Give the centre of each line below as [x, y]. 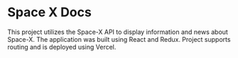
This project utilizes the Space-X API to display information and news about [118, 32]
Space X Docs [50, 12]
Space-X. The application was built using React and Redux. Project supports [119, 39]
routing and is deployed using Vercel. [62, 47]
